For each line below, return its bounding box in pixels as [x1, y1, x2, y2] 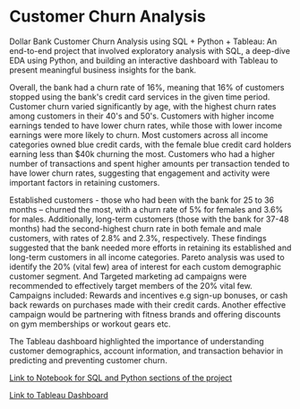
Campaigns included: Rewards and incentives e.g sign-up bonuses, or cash [9, 290, 288, 300]
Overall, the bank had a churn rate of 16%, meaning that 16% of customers [9, 82, 285, 92]
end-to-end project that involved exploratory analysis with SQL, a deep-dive [9, 45, 291, 56]
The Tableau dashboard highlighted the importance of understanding [9, 335, 264, 346]
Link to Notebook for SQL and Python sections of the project [9, 372, 233, 383]
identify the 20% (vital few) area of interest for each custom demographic [9, 261, 282, 272]
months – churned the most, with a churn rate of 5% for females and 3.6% [9, 204, 284, 214]
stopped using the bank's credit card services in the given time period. [9, 91, 270, 102]
